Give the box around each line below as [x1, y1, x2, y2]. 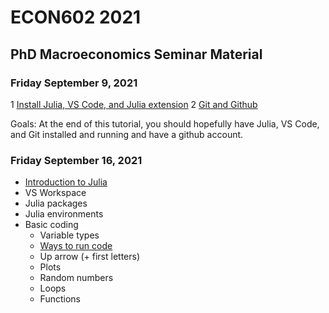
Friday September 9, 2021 [10, 76, 138, 90]
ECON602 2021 [10, 6, 142, 29]
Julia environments [24, 208, 104, 220]
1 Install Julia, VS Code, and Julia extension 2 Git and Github [10, 98, 258, 110]
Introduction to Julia [24, 176, 108, 188]
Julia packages [24, 197, 88, 210]
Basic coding [24, 219, 79, 231]
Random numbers [39, 272, 114, 284]
